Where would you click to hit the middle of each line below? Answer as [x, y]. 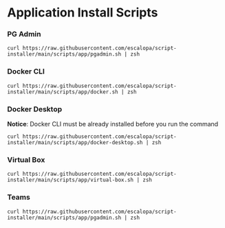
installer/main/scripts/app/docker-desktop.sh [75, 143]
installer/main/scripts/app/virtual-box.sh [71, 180]
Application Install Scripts [83, 13]
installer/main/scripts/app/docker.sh [63, 92]
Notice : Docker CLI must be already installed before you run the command [113, 124]
